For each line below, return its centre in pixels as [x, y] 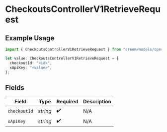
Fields [15, 88]
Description [97, 102]
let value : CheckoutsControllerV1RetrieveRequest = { [62, 58]
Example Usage [30, 38]
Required [67, 102]
